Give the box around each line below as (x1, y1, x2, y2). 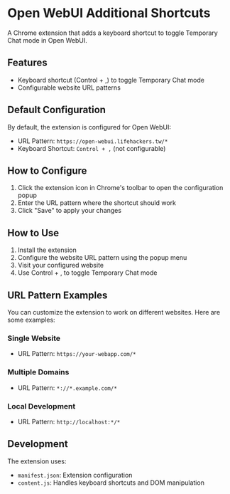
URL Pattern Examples (7, 289, 108, 301)
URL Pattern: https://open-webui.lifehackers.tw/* (17, 137, 168, 145)
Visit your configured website (17, 261, 104, 270)
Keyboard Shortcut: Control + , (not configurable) (17, 144, 166, 152)
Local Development (7, 401, 76, 411)
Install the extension (17, 246, 77, 254)
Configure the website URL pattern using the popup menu (17, 253, 187, 262)
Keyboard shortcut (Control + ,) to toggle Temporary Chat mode (17, 75, 204, 84)
